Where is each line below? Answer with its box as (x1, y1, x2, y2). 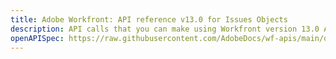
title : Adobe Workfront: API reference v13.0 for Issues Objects (10, 14, 288, 25)
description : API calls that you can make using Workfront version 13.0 (10, 24, 320, 34)
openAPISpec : (10, 33, 65, 43)
